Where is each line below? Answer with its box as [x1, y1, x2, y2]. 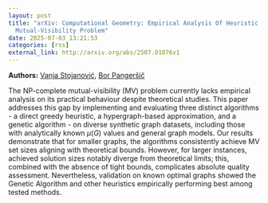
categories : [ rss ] [8, 41, 69, 49]
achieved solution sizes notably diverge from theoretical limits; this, [8, 154, 230, 163]
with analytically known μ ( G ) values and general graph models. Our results [8, 128, 254, 138]
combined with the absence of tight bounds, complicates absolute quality [8, 162, 250, 171]
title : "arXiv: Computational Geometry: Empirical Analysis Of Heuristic [8, 19, 259, 27]
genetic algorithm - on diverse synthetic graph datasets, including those [8, 120, 246, 129]
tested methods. [8, 188, 62, 197]
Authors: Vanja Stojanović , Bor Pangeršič [8, 71, 145, 80]
